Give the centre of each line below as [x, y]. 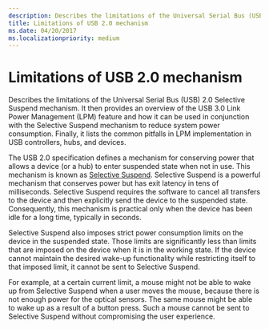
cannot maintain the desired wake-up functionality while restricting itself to [132, 259]
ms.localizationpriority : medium [64, 38]
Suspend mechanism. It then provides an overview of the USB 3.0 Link [124, 108]
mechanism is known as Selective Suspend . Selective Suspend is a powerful [134, 175]
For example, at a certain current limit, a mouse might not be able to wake [130, 283]
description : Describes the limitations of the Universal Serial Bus [127, 16]
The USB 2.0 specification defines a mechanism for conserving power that [131, 158]
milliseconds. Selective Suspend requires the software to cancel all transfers [134, 192]
